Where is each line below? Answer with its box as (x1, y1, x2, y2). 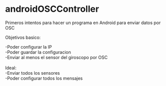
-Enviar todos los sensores (5, 70, 60, 76)
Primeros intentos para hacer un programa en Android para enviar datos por (5, 20, 161, 26)
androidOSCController (5, 3, 99, 15)
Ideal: (5, 65, 16, 71)
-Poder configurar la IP (5, 44, 52, 50)
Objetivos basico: (5, 34, 41, 40)
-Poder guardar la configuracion (5, 49, 71, 55)
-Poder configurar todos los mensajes (5, 75, 83, 81)
